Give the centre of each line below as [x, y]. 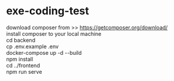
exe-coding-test [48, 11]
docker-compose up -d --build [44, 52]
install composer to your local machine [54, 33]
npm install [20, 59]
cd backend [21, 40]
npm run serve [24, 71]
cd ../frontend [23, 65]
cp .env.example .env [32, 46]
